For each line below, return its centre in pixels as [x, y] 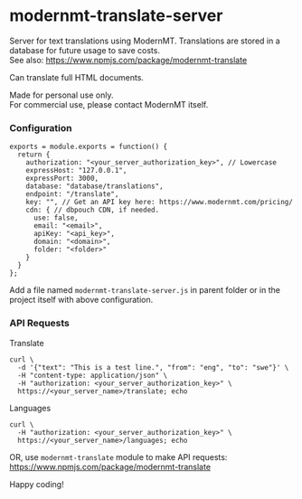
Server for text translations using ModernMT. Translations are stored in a [145, 41]
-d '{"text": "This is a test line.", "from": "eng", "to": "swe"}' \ [153, 367]
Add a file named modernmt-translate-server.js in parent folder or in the [145, 290]
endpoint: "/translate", [72, 194]
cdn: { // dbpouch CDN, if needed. [93, 210]
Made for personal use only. [61, 95]
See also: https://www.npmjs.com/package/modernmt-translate [128, 60]
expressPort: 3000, [62, 179]
